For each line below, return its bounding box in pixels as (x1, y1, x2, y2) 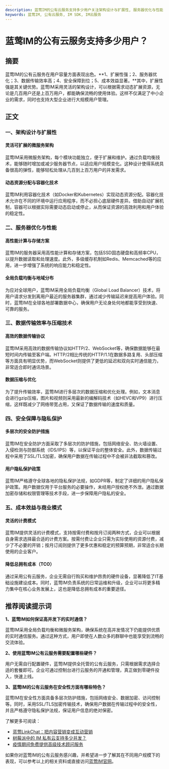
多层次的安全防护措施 (5, 428, 49, 434)
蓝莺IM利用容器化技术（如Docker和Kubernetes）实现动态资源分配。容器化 (5, 192, 159, 198)
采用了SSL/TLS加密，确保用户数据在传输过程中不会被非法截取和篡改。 (14, 453, 160, 459)
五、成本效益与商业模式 (5, 504, 62, 511)
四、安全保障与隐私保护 (5, 415, 62, 422)
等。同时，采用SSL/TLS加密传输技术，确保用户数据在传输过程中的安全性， (5, 701, 160, 707)
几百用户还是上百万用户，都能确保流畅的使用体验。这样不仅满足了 (14, 90, 151, 96)
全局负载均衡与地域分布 (5, 275, 54, 281)
